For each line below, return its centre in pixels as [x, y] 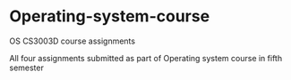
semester [27, 68]
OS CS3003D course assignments [73, 41]
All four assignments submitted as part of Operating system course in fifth [146, 58]
